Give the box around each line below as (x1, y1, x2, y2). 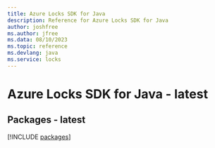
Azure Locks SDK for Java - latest (7, 86, 209, 102)
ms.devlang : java (7, 50, 59, 57)
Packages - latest (7, 114, 86, 126)
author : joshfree (7, 23, 59, 30)
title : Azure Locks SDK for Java (7, 10, 106, 18)
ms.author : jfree (7, 29, 59, 37)
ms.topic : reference (7, 43, 68, 50)
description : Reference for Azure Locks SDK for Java (7, 17, 169, 24)
